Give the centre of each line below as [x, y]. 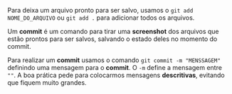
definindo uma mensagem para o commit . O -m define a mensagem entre [115, 67]
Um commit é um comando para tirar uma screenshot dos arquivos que [113, 31]
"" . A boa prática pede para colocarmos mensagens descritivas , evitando [116, 75]
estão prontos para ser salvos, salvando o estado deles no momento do [112, 39]
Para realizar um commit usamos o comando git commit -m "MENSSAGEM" [114, 60]
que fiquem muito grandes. [47, 83]
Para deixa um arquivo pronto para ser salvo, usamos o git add [100, 10]
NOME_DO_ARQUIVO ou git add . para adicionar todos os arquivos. [101, 18]
